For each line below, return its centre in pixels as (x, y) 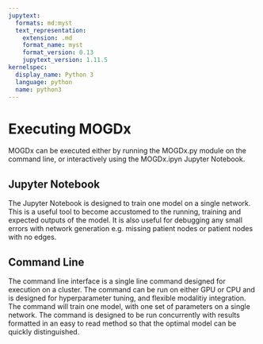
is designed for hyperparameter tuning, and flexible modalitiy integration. (128, 298)
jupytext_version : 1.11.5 (65, 60)
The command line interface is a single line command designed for (117, 281)
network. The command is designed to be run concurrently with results (124, 315)
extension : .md (48, 38)
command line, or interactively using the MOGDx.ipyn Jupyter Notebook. (127, 159)
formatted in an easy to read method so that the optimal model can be (122, 323)
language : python (44, 82)
